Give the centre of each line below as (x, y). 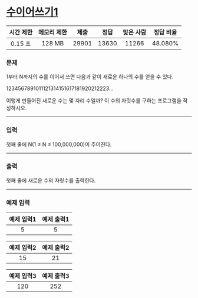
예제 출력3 (56, 276)
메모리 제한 (53, 32)
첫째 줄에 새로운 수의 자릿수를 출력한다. (51, 180)
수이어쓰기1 (32, 12)
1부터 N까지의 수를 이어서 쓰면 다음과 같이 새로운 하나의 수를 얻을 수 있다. (90, 77)
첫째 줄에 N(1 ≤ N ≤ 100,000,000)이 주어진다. (59, 144)
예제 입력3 (23, 276)
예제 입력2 (23, 248)
